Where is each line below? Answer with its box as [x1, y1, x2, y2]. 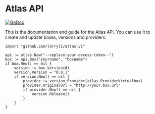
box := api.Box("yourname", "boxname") [5, 57, 88, 62]
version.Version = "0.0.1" [14, 70, 70, 75]
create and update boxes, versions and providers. [5, 34, 106, 40]
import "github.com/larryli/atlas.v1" [5, 44, 85, 49]
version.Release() [31, 91, 70, 97]
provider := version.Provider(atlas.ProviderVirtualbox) [23, 78, 143, 83]
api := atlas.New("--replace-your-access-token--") [5, 53, 114, 57]
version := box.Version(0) [14, 65, 70, 70]
